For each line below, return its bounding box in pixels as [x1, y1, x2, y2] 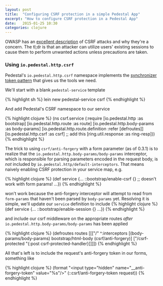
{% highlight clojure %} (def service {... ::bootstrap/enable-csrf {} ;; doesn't [5, 176, 157, 182]
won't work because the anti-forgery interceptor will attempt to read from [5, 191, 152, 197]
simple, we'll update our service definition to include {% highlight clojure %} [5, 201, 158, 207]
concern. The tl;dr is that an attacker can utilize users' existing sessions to [5, 44, 154, 50]
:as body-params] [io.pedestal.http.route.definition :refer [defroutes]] [5, 126, 144, 132]
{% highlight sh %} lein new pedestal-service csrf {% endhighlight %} [5, 96, 145, 103]
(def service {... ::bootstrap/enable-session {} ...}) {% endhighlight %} [5, 206, 145, 212]
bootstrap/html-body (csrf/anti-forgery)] [51, 236, 132, 242]
